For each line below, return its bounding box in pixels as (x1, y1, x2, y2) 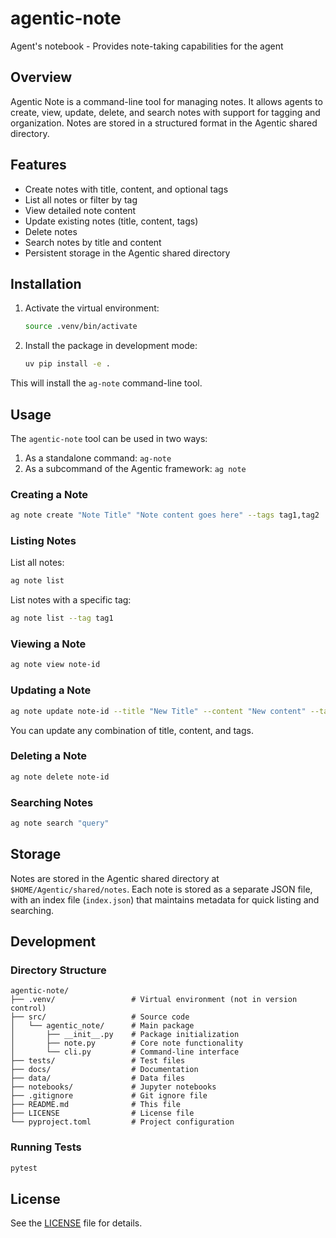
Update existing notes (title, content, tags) (24, 215, 199, 227)
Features (10, 157, 67, 174)
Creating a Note (10, 487, 89, 501)
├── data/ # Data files (10, 1073, 186, 1084)
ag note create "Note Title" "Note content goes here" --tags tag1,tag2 (10, 510, 320, 521)
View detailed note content (24, 204, 137, 216)
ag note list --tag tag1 (10, 613, 114, 624)
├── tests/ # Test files (10, 1056, 186, 1066)
